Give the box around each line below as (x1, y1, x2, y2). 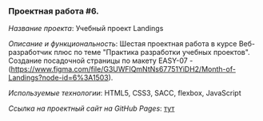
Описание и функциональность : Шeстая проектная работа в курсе (8, 39, 237, 49)
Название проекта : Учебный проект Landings (8, 24, 164, 33)
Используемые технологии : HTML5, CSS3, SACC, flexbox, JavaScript (8, 88, 241, 98)
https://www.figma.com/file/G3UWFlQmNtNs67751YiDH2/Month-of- (10, 64, 236, 74)
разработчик (8, 48, 53, 57)
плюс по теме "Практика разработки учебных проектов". (54, 48, 250, 57)
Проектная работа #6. (8, 6, 99, 17)
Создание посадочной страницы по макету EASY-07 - (8, 56, 193, 65)
